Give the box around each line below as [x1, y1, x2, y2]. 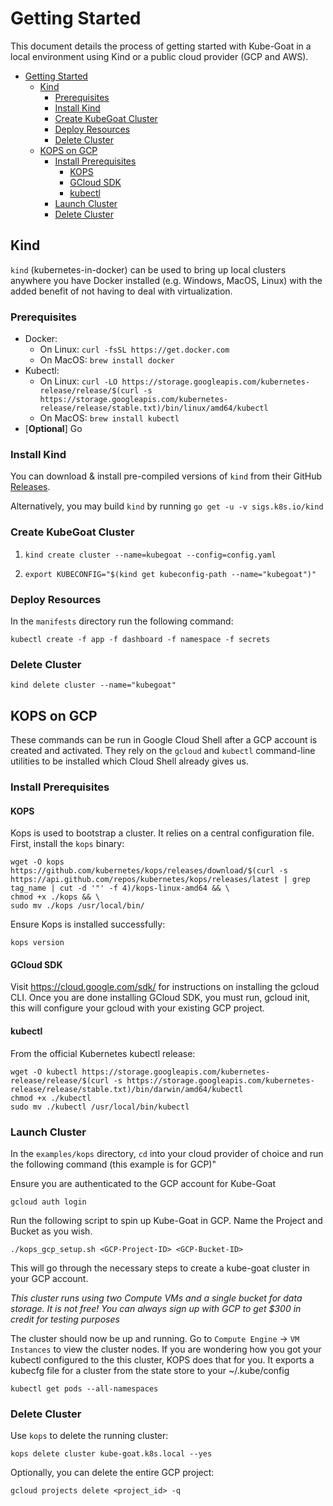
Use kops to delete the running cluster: [10, 1430, 169, 1442]
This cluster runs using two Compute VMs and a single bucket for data [10, 1292, 303, 1304]
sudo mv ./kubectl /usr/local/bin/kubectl [10, 1102, 190, 1112]
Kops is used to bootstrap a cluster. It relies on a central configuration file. [10, 827, 315, 839]
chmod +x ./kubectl [10, 1093, 92, 1103]
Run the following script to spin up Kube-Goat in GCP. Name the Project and [10, 1214, 323, 1226]
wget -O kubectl [10, 1067, 78, 1077]
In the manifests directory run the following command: [10, 615, 234, 627]
